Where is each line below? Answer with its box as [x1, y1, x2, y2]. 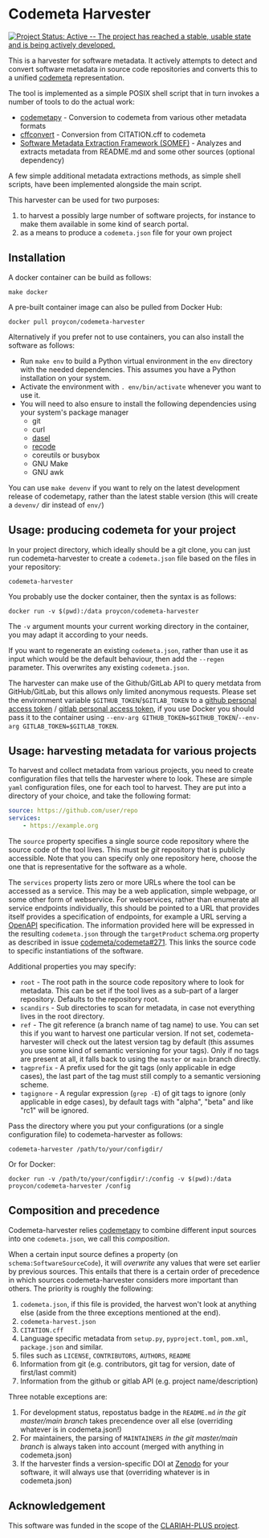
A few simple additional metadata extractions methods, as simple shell [8, 171, 241, 180]
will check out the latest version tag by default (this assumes [53, 1037, 255, 1047]
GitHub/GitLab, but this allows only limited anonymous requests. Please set [8, 686, 257, 697]
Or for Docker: [8, 1160, 56, 1168]
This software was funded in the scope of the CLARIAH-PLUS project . [8, 1520, 240, 1530]
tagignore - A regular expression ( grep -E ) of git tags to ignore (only [19, 1089, 247, 1098]
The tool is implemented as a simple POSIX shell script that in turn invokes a [8, 88, 259, 97]
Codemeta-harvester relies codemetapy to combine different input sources [8, 1225, 257, 1234]
